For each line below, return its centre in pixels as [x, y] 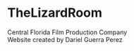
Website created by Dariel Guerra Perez [65, 39]
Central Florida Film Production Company [67, 32]
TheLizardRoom [55, 13]
